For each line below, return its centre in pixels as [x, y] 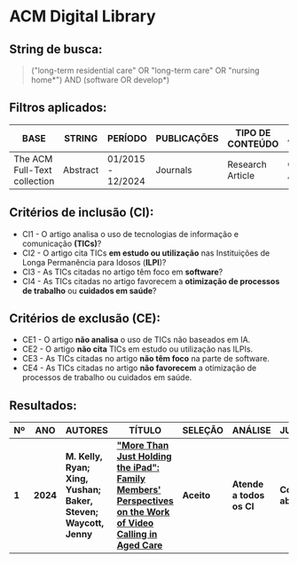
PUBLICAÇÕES [187, 138]
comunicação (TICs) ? [62, 243]
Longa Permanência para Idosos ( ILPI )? [94, 262]
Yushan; [83, 490]
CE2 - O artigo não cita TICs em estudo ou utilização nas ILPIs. [137, 349]
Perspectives [145, 501]
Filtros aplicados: [58, 108]
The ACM [33, 159]
